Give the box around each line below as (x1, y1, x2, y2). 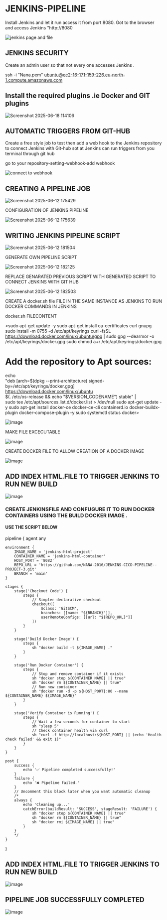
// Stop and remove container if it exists (31, 671, 124, 676)
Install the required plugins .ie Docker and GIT (5, 92, 151, 100)
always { (14, 797, 32, 802)
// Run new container (31, 684, 77, 689)
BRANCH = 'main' (14, 571, 48, 576)
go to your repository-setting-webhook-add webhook (5, 160, 115, 166)
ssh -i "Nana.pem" (5, 72, 43, 78)
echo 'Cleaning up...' (23, 802, 70, 807)
